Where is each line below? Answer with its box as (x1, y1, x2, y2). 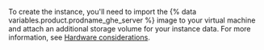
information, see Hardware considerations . (8, 32, 151, 42)
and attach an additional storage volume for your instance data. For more (8, 24, 252, 33)
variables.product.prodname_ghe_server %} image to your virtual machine (8, 15, 256, 25)
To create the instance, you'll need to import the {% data (8, 7, 197, 16)
